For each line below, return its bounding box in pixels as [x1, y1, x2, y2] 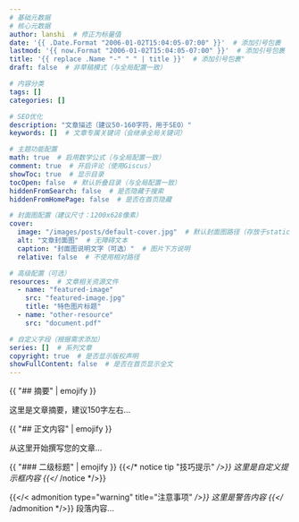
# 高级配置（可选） [9, 269, 71, 278]
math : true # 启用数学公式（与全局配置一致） [9, 153, 165, 162]
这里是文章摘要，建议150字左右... [9, 405, 131, 415]
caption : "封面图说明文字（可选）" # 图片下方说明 [17, 244, 190, 253]
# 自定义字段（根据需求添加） [9, 335, 104, 344]
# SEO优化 [9, 112, 43, 121]
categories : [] [9, 96, 66, 105]
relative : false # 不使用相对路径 [17, 252, 140, 261]
